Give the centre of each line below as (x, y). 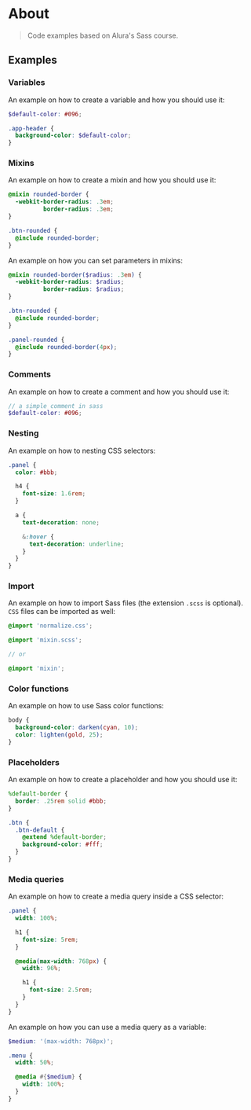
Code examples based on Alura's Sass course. (103, 35)
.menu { (21, 1055)
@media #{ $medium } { (49, 1077)
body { (19, 720)
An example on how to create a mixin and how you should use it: (112, 180)
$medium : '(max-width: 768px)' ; (61, 1041)
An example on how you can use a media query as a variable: (107, 1027)
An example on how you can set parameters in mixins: (95, 260)
